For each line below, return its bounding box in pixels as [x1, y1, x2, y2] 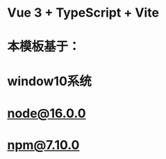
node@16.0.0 [7, 106, 86, 121]
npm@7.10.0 [7, 137, 80, 153]
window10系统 [7, 73, 92, 89]
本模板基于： [7, 39, 81, 55]
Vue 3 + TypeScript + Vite [7, 5, 160, 21]
